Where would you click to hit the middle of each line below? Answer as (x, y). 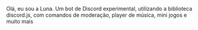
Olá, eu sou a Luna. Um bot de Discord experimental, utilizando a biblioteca (99, 9)
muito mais (20, 21)
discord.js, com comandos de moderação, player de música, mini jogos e (97, 15)
